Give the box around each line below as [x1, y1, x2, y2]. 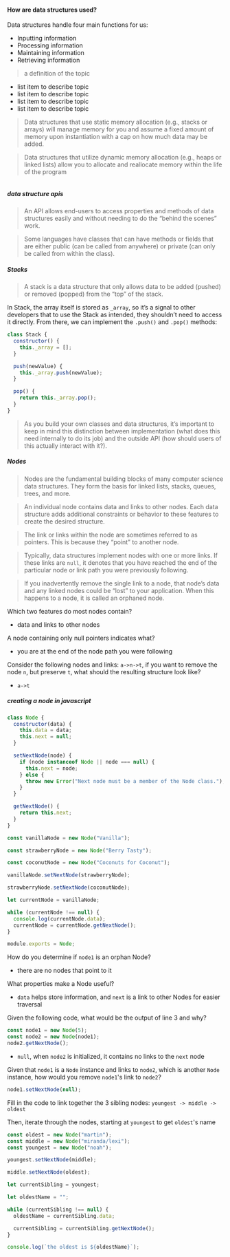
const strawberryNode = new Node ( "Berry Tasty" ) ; [7, 847, 152, 854]
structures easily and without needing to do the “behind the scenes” [23, 214, 218, 223]
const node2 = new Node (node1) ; [7, 1033, 100, 1040]
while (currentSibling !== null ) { [7, 1206, 109, 1213]
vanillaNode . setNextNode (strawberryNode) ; [7, 872, 130, 879]
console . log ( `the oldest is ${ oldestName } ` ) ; [7, 1244, 139, 1251]
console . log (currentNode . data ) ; [13, 915, 106, 922]
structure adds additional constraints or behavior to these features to [23, 510, 219, 518]
